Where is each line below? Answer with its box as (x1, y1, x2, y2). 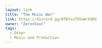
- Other (9, 30, 26, 35)
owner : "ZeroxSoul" (5, 21, 46, 26)
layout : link (5, 7, 32, 12)
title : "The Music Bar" (5, 12, 55, 17)
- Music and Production (9, 35, 59, 40)
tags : (5, 26, 16, 31)
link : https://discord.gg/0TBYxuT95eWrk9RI (5, 16, 97, 21)
